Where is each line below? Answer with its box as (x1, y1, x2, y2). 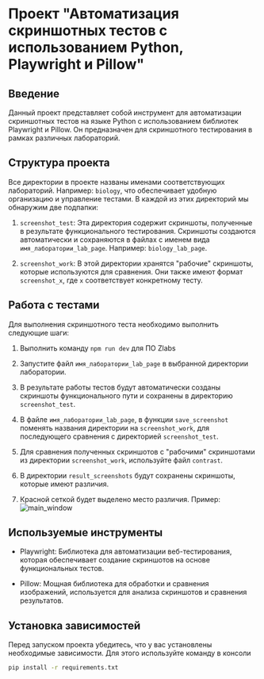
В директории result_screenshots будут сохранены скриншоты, (19, 470, 235, 480)
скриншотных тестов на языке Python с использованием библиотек (8, 117, 239, 125)
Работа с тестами (8, 298, 100, 312)
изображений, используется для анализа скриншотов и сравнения (19, 588, 247, 597)
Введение (8, 86, 60, 100)
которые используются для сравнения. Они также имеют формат (19, 267, 243, 276)
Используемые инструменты (8, 526, 163, 539)
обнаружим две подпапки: (8, 202, 99, 212)
